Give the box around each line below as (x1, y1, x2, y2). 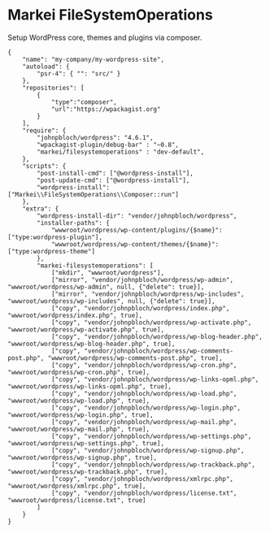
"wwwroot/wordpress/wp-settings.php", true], (7, 439, 164, 448)
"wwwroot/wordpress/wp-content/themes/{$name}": (50, 240, 220, 249)
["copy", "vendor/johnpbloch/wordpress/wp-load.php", (50, 389, 237, 397)
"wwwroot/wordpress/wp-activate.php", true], (7, 325, 164, 334)
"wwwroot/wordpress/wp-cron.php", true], (7, 368, 150, 376)
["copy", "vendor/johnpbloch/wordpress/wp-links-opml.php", (50, 375, 259, 383)
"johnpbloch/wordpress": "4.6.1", (37, 133, 154, 141)
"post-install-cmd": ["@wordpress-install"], (37, 169, 194, 177)
